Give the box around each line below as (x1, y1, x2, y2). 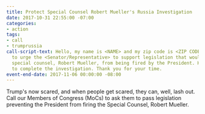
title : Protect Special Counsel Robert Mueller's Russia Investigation (6, 9, 192, 15)
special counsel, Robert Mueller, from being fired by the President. (12, 60, 195, 66)
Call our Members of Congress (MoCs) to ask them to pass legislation (6, 94, 182, 102)
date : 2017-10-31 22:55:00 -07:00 (6, 15, 95, 21)
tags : (6, 32, 20, 38)
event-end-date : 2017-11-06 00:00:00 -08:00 (6, 71, 121, 77)
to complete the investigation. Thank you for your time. (12, 65, 163, 72)
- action (6, 26, 29, 32)
